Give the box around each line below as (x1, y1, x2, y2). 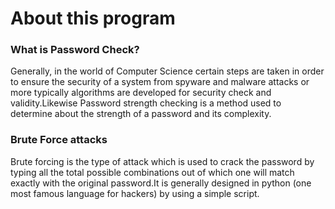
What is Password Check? (10, 43, 140, 57)
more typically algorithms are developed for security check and (10, 87, 272, 99)
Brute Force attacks (10, 133, 108, 147)
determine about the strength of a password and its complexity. (10, 108, 272, 120)
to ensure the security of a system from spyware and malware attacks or (10, 76, 310, 88)
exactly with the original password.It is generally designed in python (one (10, 177, 312, 189)
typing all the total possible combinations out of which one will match (10, 166, 295, 178)
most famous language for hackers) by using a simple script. (10, 187, 260, 199)
